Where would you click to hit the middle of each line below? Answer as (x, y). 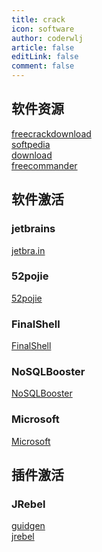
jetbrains (33, 229)
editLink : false (45, 57)
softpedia (31, 144)
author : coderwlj (47, 38)
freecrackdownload (51, 133)
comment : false (43, 66)
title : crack (38, 19)
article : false (43, 47)
